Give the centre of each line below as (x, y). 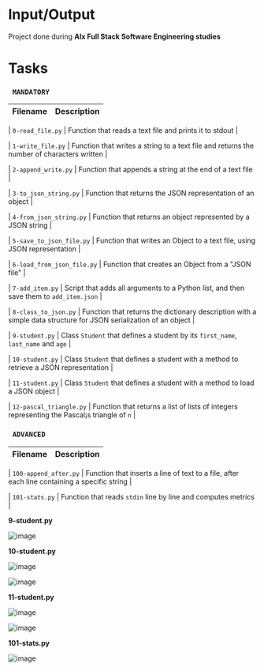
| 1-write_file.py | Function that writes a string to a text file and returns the (131, 146)
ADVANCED (29, 435)
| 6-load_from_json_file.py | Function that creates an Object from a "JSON (130, 264)
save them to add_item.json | (55, 296)
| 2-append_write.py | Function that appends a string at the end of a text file (131, 170)
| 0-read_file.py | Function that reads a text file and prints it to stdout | (123, 130)
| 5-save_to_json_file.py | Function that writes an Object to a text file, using (132, 241)
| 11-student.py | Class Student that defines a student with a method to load (131, 383)
